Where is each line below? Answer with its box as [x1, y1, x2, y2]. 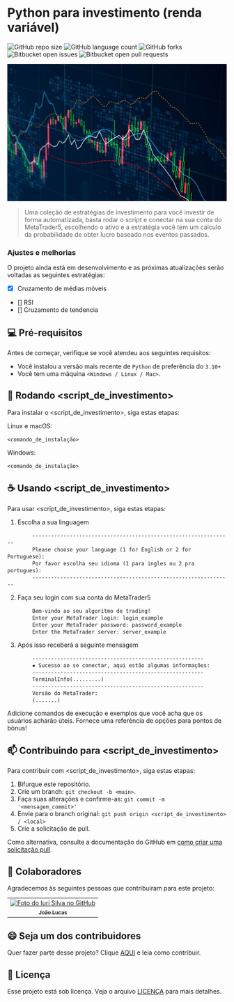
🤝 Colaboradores [7, 866, 82, 877]
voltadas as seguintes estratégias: [7, 271, 106, 279]
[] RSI [17, 298, 33, 307]
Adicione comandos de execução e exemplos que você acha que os [7, 709, 203, 717]
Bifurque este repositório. [17, 780, 91, 788]
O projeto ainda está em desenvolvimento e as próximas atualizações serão [7, 263, 224, 272]
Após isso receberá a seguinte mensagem [17, 641, 139, 649]
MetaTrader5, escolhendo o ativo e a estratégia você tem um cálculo [24, 223, 221, 231]
